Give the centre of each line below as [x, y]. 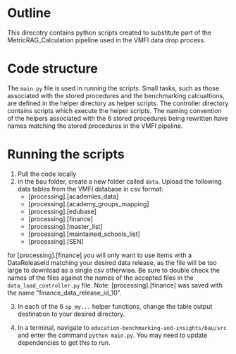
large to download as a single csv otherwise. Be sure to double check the [114, 270]
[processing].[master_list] [66, 226]
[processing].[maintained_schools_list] [84, 234]
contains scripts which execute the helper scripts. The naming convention [114, 110]
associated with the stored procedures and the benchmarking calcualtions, [116, 95]
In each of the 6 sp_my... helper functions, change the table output [115, 306]
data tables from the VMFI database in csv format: [90, 189]
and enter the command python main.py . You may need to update [112, 335]
